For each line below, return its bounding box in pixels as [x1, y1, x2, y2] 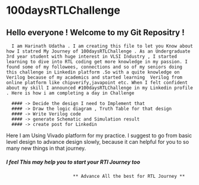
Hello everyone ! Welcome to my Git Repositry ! [6, 27, 185, 38]
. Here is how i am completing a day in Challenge [6, 90, 135, 96]
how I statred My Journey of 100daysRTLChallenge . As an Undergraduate [6, 48, 191, 54]
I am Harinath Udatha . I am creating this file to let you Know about [11, 43, 194, 49]
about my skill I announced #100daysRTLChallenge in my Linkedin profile [6, 85, 194, 91]
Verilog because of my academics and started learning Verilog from [6, 75, 183, 81]
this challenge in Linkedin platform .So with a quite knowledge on [6, 69, 180, 75]
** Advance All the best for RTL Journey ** [72, 173, 185, 179]
